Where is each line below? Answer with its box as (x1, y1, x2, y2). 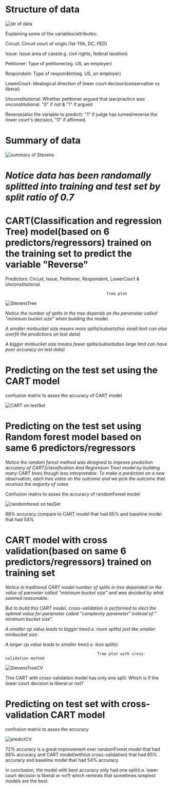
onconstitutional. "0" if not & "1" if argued (5, 101, 93, 107)
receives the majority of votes (5, 481, 68, 487)
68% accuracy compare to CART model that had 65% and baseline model (5, 510, 162, 517)
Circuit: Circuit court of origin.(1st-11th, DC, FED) (5, 40, 107, 47)
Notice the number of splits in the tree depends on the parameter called (5, 310, 158, 316)
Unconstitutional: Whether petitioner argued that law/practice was (5, 96, 145, 102)
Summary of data (5, 135, 81, 146)
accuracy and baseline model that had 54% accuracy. (5, 757, 120, 763)
